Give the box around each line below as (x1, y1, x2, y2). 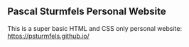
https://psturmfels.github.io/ (7, 32, 90, 40)
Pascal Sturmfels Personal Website (7, 6, 166, 18)
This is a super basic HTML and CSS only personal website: (7, 24, 183, 32)
